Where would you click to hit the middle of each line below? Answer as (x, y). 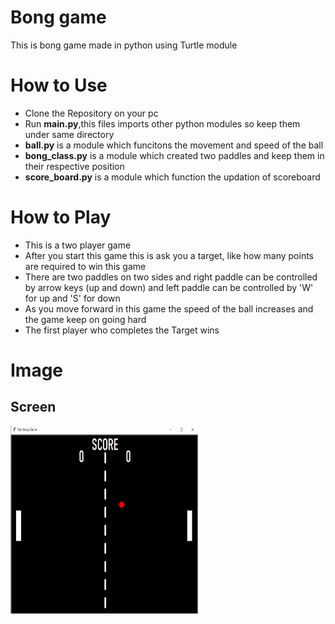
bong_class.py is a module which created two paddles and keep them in (174, 155)
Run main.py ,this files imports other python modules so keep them (162, 123)
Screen (33, 407)
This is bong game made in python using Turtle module (124, 45)
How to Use (59, 85)
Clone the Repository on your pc (91, 113)
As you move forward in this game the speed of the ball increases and (169, 308)
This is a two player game (78, 245)
